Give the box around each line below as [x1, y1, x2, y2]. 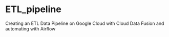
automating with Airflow [5, 25, 56, 31]
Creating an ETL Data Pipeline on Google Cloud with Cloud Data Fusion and [5, 20, 164, 26]
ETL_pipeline [5, 4, 61, 15]
